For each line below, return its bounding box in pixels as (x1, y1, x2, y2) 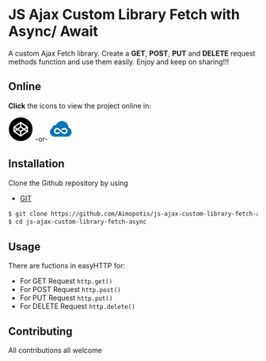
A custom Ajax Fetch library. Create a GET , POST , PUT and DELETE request (8, 48, 256, 58)
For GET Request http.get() (19, 276, 113, 286)
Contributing (8, 325, 73, 338)
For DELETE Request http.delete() (19, 302, 136, 311)
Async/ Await (8, 22, 99, 40)
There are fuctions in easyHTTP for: (8, 261, 125, 271)
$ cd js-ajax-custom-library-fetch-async (8, 218, 147, 226)
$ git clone (8, 210, 47, 218)
